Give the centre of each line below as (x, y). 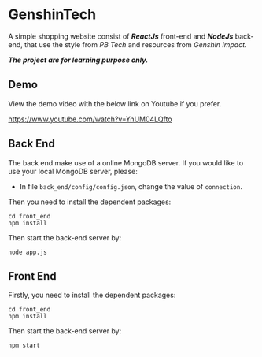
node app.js (28, 252)
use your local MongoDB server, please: (73, 171)
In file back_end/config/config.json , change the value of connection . (131, 186)
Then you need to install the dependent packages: (90, 202)
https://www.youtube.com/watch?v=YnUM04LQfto (90, 119)
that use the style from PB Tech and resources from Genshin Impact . (135, 44)
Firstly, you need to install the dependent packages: (92, 295)
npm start (24, 346)
